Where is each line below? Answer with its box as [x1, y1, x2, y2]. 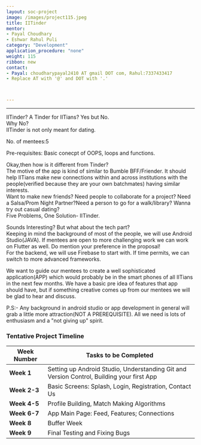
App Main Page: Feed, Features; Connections [47, 409, 175, 417]
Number [13, 355, 38, 363]
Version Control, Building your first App [47, 372, 157, 381]
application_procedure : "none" [6, 48, 84, 54]
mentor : [6, 25, 26, 32]
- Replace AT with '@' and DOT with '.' [6, 76, 109, 82]
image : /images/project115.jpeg [6, 14, 87, 20]
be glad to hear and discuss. [6, 293, 77, 300]
